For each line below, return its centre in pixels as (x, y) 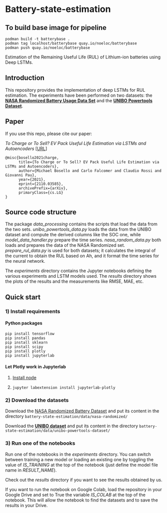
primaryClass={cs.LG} (41, 192)
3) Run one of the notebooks (40, 443)
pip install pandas (25, 338)
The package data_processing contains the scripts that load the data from (82, 224)
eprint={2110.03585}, (41, 184)
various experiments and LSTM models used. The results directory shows (81, 276)
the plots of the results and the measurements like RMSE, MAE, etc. (74, 281)
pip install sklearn (27, 342)
